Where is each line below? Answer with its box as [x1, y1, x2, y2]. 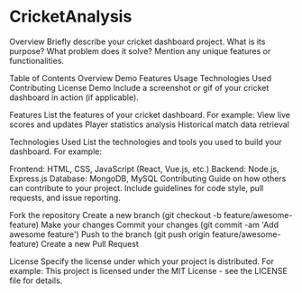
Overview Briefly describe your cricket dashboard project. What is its [9, 36, 266, 47]
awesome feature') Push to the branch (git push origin [9, 228, 210, 240]
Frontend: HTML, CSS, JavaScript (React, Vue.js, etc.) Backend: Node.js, [9, 163, 279, 174]
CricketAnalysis [9, 6, 133, 27]
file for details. [9, 275, 63, 286]
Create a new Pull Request [40, 238, 140, 249]
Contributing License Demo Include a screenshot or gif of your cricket [9, 82, 270, 93]
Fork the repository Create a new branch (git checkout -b [9, 209, 223, 220]
